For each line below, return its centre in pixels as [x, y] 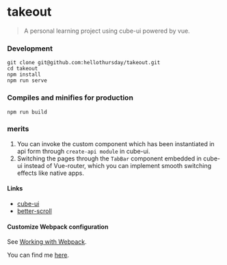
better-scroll [35, 211]
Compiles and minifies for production [70, 98]
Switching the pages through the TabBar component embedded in [109, 158]
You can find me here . [38, 255]
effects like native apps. [50, 173]
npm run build [27, 112]
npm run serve [27, 81]
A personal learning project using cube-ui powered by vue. [107, 31]
